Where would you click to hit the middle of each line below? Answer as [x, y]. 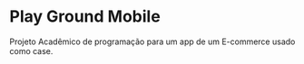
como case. [31, 50]
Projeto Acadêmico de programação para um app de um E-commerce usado [152, 41]
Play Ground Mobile [85, 17]
